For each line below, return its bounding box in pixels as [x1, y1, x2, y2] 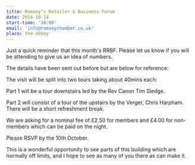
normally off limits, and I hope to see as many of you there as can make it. [6, 152, 187, 160]
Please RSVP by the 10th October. [6, 134, 89, 142]
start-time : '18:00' [6, 20, 57, 25]
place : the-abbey [6, 31, 49, 37]
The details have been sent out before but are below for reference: [6, 64, 169, 72]
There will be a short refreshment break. [6, 105, 105, 112]
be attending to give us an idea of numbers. [6, 53, 113, 60]
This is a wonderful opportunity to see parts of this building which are [6, 146, 177, 153]
